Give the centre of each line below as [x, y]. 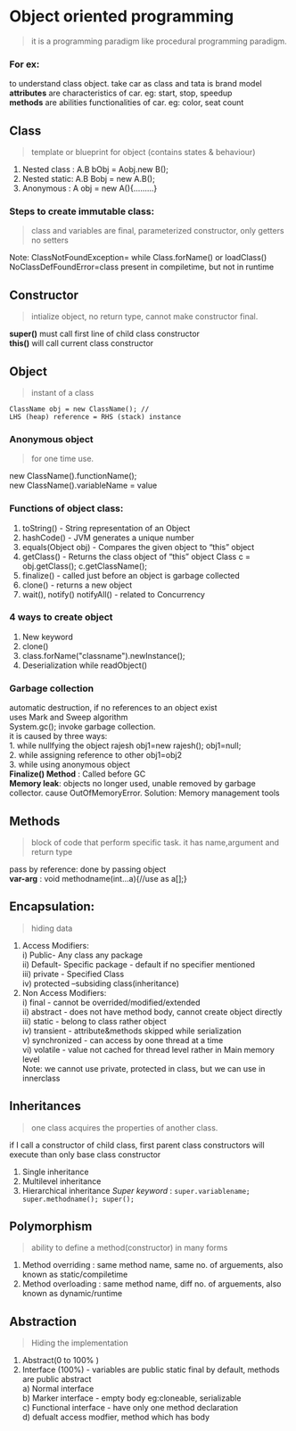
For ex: [25, 64]
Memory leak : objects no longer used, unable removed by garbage [132, 784]
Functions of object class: [66, 508]
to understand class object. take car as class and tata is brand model [136, 84]
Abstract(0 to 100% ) [61, 1361]
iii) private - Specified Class [73, 974]
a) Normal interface [58, 1389]
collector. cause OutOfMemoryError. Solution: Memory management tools [144, 793]
